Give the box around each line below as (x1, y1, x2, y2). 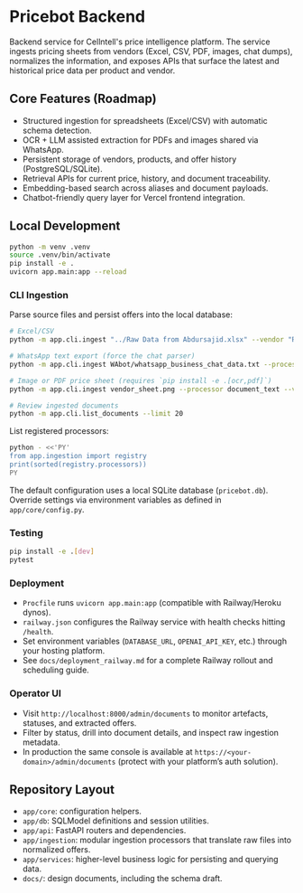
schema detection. (22, 125, 92, 136)
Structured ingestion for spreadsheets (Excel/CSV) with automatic (22, 115, 268, 126)
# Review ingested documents (9, 400, 119, 410)
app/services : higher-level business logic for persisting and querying (22, 854, 279, 865)
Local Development (9, 219, 121, 234)
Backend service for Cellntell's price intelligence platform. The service (9, 36, 271, 47)
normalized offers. (22, 844, 91, 855)
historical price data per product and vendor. (9, 65, 176, 76)
